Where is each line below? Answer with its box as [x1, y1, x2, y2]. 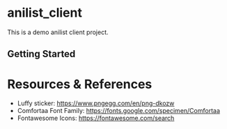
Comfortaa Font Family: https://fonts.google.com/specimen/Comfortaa [17, 107, 221, 115]
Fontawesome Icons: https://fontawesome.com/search [17, 114, 175, 123]
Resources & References [7, 76, 152, 92]
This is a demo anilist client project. [7, 28, 109, 36]
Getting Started [7, 48, 76, 60]
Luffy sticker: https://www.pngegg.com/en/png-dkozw [17, 99, 175, 107]
